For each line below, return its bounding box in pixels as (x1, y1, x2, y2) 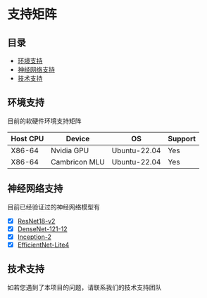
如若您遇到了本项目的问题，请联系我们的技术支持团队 (7, 283, 162, 292)
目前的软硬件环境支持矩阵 (7, 117, 82, 125)
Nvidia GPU (50, 145, 89, 155)
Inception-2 (17, 233, 51, 241)
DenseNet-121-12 (17, 224, 68, 233)
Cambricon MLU (50, 157, 106, 167)
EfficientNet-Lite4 (17, 240, 70, 249)
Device (65, 134, 90, 143)
